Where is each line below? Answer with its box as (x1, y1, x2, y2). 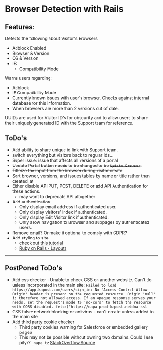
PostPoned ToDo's (5, 264, 62, 272)
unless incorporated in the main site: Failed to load (12, 282, 117, 288)
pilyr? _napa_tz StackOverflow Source (19, 339, 96, 345)
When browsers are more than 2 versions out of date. (12, 106, 119, 111)
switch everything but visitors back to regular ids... (12, 152, 114, 158)
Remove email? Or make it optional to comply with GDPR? (12, 230, 127, 236)
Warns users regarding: (5, 75, 52, 81)
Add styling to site (12, 235, 49, 240)
